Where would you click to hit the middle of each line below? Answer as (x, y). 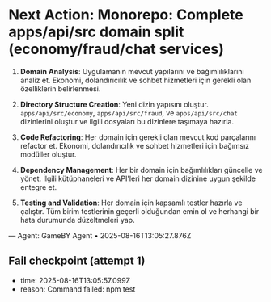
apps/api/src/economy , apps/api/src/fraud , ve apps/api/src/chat (129, 113)
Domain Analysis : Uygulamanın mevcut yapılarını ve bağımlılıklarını (132, 71)
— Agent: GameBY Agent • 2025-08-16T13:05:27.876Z (100, 235)
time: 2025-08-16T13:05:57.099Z (75, 280)
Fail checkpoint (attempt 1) (77, 261)
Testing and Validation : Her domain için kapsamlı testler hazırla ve (131, 203)
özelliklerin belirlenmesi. (60, 88)
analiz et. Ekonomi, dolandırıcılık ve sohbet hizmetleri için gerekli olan (135, 80)
